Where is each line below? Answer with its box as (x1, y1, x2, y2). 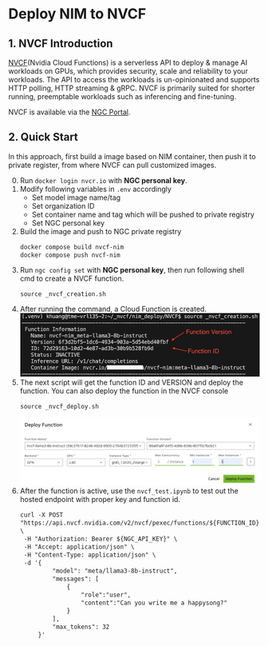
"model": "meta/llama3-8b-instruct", (52, 567, 178, 575)
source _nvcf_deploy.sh (19, 402, 100, 410)
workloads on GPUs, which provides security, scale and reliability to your (8, 66, 249, 76)
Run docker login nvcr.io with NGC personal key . (19, 175, 187, 185)
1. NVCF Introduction (8, 37, 113, 50)
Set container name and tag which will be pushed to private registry (31, 209, 255, 219)
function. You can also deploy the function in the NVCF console (19, 385, 229, 396)
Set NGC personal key (31, 217, 105, 228)
